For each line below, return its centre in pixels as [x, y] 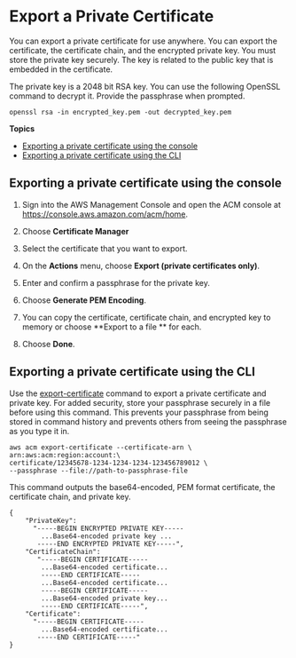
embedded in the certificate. [61, 69]
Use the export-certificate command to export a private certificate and [138, 393]
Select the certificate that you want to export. [105, 248]
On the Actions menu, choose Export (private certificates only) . [140, 266]
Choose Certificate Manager [75, 231]
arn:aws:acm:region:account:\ [65, 455]
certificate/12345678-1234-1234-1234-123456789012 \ [109, 463]
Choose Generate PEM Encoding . [84, 300]
